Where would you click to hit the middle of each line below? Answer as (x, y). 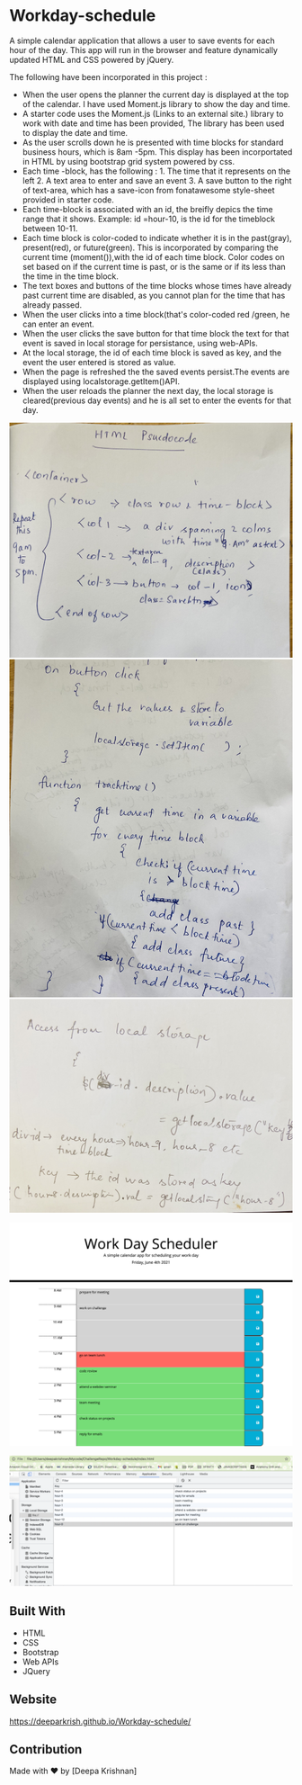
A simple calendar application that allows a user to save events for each (142, 40)
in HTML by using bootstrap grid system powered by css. (129, 161)
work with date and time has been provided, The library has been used (153, 123)
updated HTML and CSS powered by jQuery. (92, 59)
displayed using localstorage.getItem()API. (101, 381)
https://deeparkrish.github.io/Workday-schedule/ (100, 1721)
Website (33, 1700)
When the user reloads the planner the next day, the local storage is (148, 390)
